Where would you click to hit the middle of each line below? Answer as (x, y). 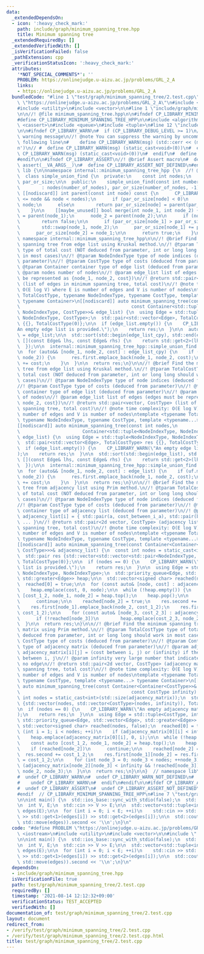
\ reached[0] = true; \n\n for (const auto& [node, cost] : (96, 585)
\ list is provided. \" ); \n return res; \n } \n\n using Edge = (103, 568)
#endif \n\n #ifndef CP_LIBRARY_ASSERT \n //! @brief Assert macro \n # (103, 159)
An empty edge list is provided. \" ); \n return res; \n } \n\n (100, 329)
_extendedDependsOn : (38, 18)
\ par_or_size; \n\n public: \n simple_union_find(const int (99, 182)
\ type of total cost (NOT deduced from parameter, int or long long (107, 250)
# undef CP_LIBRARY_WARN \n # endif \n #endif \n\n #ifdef (91, 783)
